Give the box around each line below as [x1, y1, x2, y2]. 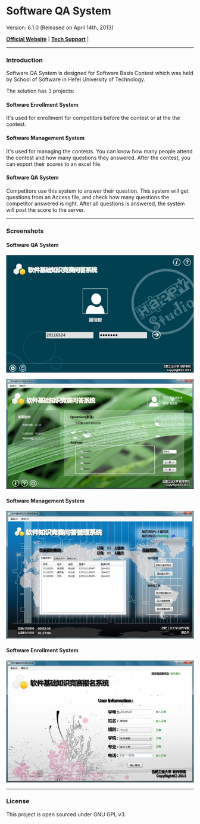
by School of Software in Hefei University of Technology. [6, 76, 146, 83]
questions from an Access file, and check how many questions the [6, 193, 170, 200]
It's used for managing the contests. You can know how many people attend [6, 147, 193, 155]
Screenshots [6, 227, 44, 235]
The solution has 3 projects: [6, 88, 74, 95]
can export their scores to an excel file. [6, 160, 102, 168]
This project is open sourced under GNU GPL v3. [6, 810, 126, 818]
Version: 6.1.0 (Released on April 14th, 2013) [6, 24, 114, 31]
